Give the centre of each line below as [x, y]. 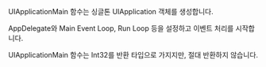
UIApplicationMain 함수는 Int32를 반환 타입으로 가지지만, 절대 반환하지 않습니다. [133, 55]
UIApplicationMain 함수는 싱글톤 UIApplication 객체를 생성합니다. [111, 11]
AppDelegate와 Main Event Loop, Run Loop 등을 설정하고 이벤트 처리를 [121, 28]
